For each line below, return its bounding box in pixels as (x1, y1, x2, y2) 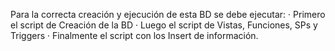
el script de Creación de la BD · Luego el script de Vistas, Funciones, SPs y (10, 19, 318, 31)
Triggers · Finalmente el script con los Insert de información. (10, 30, 259, 41)
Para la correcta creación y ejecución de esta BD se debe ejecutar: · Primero (10, 9, 326, 20)
